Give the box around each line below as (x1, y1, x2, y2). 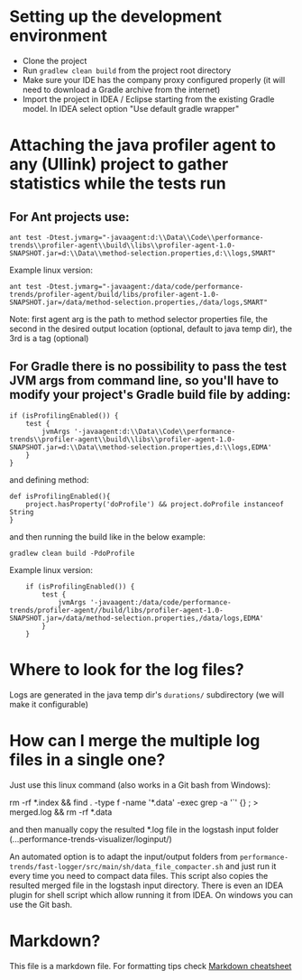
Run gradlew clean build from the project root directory (22, 65, 232, 76)
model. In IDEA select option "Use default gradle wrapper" (22, 103, 240, 114)
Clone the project (22, 55, 87, 66)
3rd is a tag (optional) (9, 332, 89, 344)
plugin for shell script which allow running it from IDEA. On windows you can (9, 889, 294, 900)
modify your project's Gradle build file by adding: (9, 387, 291, 402)
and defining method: (9, 474, 89, 485)
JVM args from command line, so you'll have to (9, 373, 279, 389)
